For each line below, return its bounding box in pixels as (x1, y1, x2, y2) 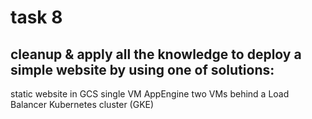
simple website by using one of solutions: (10, 61, 275, 78)
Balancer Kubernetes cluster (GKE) (10, 99, 155, 110)
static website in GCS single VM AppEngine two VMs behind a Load (10, 88, 290, 100)
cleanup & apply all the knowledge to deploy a (10, 46, 302, 63)
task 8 (10, 6, 63, 29)
